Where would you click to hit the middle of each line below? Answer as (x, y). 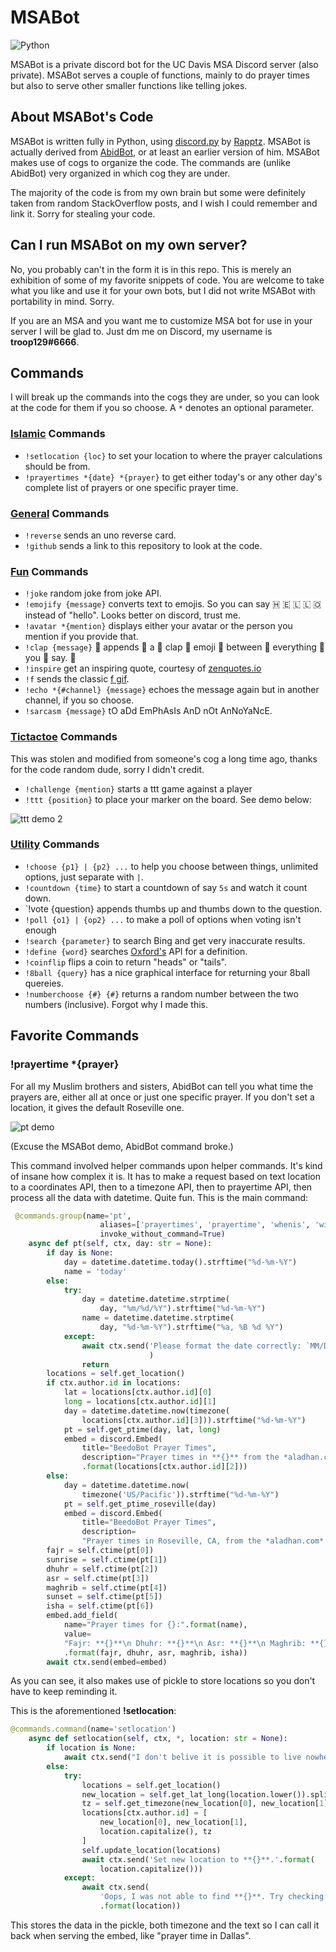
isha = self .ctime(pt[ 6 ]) (100, 1606)
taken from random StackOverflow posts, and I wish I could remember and (164, 203)
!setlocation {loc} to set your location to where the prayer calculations (173, 455)
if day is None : (80, 1253)
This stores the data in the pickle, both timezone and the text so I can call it (165, 1925)
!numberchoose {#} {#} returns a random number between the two (161, 993)
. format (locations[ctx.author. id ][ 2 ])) (164, 1467)
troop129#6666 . (45, 342)
